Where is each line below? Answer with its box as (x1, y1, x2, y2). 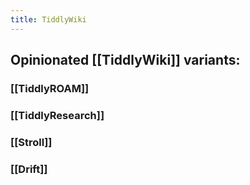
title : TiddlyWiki (10, 14, 87, 25)
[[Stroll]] (10, 135, 53, 149)
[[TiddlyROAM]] (10, 81, 90, 95)
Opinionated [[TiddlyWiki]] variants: (10, 52, 241, 69)
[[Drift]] (10, 162, 48, 176)
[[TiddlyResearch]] (10, 108, 105, 122)
